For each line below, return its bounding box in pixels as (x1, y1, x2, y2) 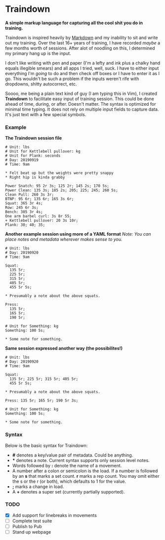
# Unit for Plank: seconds (5, 153, 61, 159)
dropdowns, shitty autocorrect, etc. (5, 81, 77, 87)
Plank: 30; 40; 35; (5, 222, 45, 228)
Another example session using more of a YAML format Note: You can (5, 231, 151, 237)
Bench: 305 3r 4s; (5, 209, 43, 214)
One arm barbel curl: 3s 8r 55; (5, 214, 72, 219)
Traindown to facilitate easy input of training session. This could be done (5, 95, 154, 102)
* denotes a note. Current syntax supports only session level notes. (12, 457, 150, 463)
